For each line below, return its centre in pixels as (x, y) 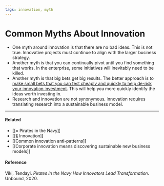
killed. (18, 73)
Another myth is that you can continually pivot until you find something (83, 63)
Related (13, 120)
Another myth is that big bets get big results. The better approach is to (83, 78)
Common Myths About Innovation (75, 33)
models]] (21, 151)
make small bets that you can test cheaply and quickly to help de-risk (82, 83)
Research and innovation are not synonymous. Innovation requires (79, 99)
